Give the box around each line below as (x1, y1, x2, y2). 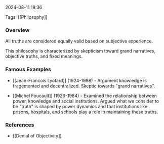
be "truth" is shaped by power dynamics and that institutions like (12, 103, 148, 109)
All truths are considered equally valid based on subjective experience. (5, 38, 153, 44)
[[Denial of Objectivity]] (12, 132, 62, 138)
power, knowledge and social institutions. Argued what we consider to (12, 98, 159, 104)
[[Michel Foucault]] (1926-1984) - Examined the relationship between (12, 92, 157, 99)
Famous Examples (5, 66, 52, 73)
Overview (5, 26, 30, 33)
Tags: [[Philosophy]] (5, 14, 48, 20)
